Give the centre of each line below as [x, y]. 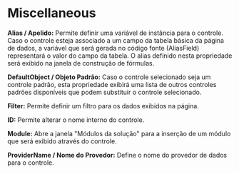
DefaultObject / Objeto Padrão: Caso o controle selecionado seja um [109, 77]
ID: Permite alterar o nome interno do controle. [76, 120]
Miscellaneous [52, 13]
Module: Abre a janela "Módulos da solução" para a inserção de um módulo [119, 133]
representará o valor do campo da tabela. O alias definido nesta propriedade [120, 56]
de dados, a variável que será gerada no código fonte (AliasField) [103, 48]
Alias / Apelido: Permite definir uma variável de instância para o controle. [115, 33]
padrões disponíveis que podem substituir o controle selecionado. [105, 92]
